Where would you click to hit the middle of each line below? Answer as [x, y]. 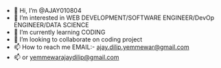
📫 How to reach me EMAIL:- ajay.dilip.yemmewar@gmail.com [102, 47]
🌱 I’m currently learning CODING [59, 32]
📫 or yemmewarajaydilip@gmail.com [66, 57]
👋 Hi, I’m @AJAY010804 [47, 11]
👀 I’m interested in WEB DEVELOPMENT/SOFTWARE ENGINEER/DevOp [114, 18]
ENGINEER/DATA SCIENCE [51, 25]
